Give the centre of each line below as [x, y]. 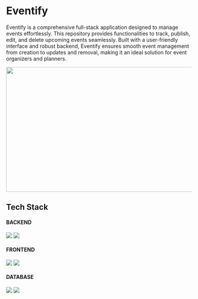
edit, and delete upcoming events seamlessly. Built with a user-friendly [92, 40]
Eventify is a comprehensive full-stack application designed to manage [92, 27]
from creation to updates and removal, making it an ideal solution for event [97, 52]
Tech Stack [27, 207]
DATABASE [20, 277]
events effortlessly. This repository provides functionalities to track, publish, [98, 33]
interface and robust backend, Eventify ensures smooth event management [98, 46]
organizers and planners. [36, 58]
